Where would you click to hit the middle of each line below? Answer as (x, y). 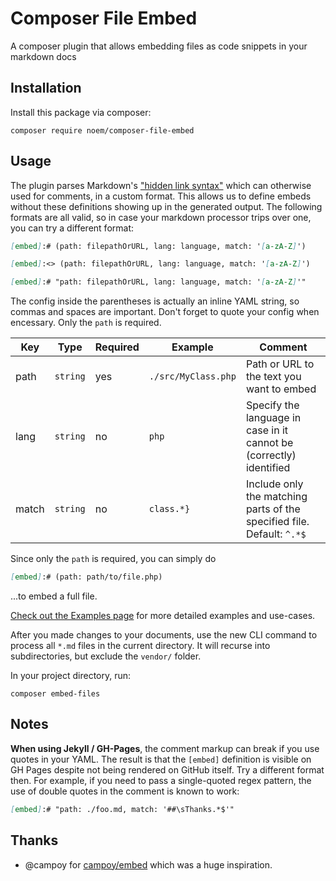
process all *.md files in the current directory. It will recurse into (140, 646)
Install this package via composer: (81, 112)
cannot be (269, 443)
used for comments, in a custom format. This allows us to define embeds (161, 196)
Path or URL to (280, 364)
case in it (266, 430)
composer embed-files (55, 694)
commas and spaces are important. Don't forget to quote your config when (165, 312)
